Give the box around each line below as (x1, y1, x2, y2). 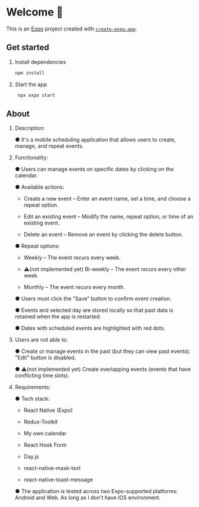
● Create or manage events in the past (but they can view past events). (14, 348, 191, 355)
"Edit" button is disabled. (14, 354, 76, 361)
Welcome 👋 (6, 5, 64, 19)
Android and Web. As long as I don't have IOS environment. (14, 494, 161, 501)
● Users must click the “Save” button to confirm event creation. (14, 295, 172, 302)
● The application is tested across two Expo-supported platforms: (14, 488, 178, 495)
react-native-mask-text (23, 465, 81, 472)
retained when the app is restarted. (14, 313, 101, 320)
